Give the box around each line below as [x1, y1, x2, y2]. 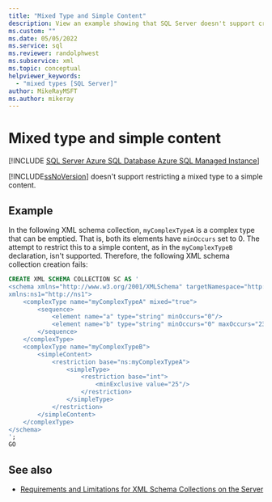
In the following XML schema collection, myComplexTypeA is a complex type [8, 226, 255, 234]
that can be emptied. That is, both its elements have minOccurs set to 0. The [8, 234, 261, 243]
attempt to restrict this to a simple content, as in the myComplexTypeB [8, 243, 233, 251]
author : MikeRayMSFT [8, 86, 79, 95]
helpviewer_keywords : [8, 72, 82, 80]
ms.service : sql [8, 42, 63, 50]
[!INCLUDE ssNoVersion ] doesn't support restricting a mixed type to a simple [8, 171, 263, 182]
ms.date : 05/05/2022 [8, 34, 79, 43]
